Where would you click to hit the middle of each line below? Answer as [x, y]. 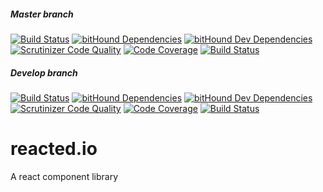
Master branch [42, 14]
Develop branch [44, 72]
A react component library [64, 176]
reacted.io [54, 149]
